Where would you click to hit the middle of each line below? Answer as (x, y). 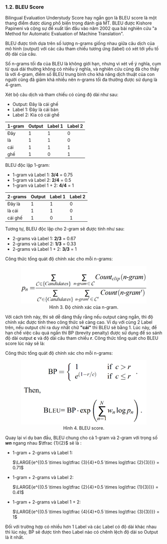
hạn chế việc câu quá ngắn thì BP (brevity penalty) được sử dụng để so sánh (84, 333)
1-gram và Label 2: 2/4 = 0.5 (42, 180)
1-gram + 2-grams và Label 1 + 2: (47, 502)
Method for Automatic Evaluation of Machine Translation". (65, 34)
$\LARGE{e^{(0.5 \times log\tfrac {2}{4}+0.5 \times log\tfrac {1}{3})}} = (85, 487)
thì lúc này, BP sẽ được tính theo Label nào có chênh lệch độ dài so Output (82, 532)
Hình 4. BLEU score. (84, 428)
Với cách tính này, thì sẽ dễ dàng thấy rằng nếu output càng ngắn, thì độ (79, 317)
